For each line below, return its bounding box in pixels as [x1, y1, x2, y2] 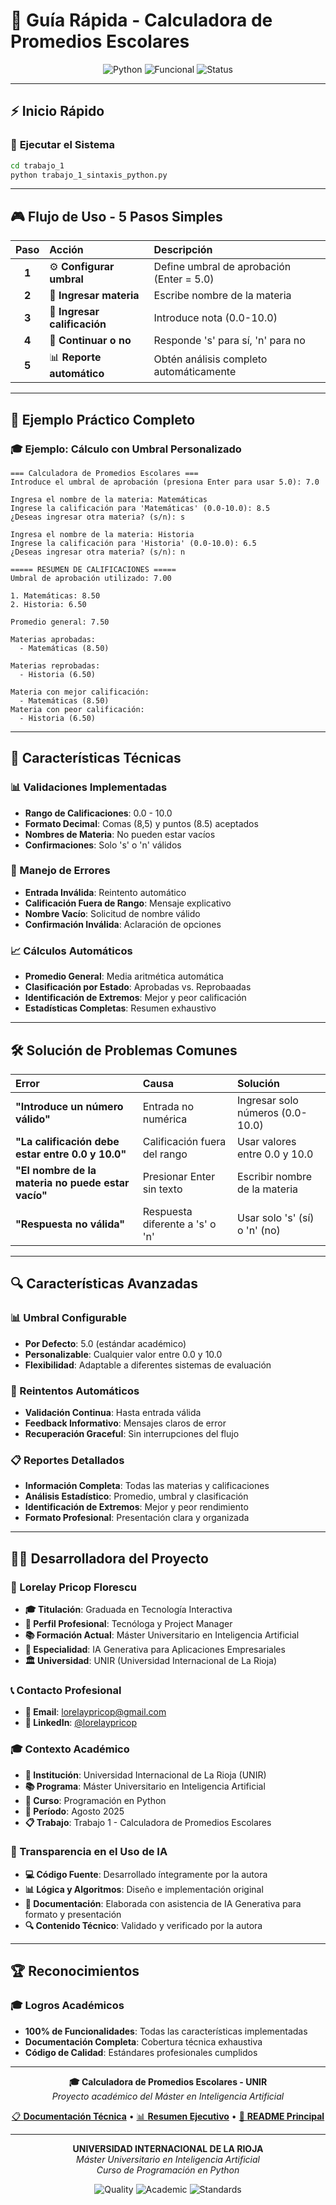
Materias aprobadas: [10, 634, 97, 644]
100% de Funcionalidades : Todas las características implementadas [24, 2025, 308, 2037]
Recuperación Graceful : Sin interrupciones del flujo [24, 1427, 240, 1439]
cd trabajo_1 [10, 160, 65, 171]
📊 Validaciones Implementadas [10, 780, 168, 794]
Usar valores [236, 1134, 297, 1148]
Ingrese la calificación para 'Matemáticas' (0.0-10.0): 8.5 [10, 503, 271, 513]
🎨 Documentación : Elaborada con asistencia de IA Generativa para [24, 1897, 302, 1909]
